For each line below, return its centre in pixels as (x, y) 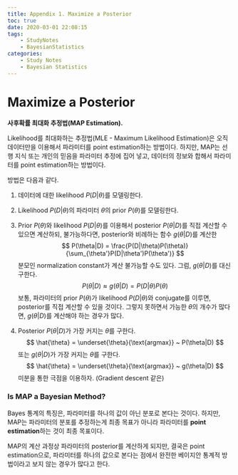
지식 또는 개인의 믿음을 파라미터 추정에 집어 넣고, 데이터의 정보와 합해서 (113, 156)
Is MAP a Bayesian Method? (57, 397)
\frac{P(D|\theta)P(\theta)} (150, 246)
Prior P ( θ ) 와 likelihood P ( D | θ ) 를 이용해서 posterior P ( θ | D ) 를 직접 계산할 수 (123, 225)
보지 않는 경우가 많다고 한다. (71, 464)
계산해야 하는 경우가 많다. (89, 315)
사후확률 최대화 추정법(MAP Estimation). (65, 122)
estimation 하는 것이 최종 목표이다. (56, 431)
